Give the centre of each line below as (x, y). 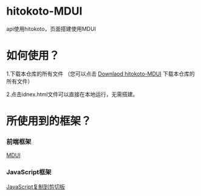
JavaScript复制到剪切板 (36, 186)
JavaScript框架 (29, 172)
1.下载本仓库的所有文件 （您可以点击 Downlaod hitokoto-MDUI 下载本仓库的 (101, 74)
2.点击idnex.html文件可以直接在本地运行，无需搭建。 (72, 94)
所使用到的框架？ (49, 121)
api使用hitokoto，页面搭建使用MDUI (51, 29)
